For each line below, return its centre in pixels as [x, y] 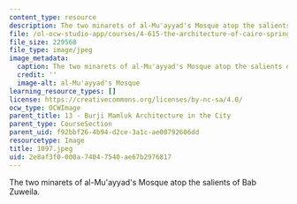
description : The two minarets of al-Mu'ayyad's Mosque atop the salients [150, 26]
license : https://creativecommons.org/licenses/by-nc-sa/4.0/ [126, 99]
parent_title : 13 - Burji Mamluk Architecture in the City [120, 116]
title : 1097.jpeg [41, 148]
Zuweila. [25, 192]
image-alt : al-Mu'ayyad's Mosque [79, 83]
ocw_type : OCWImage [45, 108]
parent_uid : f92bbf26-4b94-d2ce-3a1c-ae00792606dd [104, 132]
